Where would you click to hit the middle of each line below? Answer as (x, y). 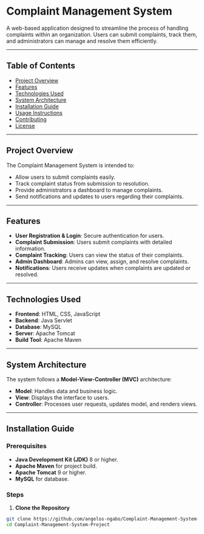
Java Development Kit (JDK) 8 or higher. (66, 459)
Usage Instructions (39, 113)
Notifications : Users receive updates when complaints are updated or (103, 268)
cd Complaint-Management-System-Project (58, 524)
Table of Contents (41, 66)
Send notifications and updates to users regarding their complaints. (99, 196)
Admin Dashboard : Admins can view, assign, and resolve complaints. (102, 262)
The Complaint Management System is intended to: (70, 165)
